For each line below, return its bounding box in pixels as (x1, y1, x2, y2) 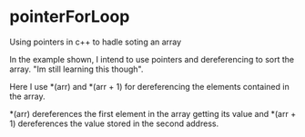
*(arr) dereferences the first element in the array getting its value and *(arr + (9, 108, 297, 119)
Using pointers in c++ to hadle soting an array (9, 36, 182, 47)
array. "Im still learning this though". (9, 64, 144, 74)
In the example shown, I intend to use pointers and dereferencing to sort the (9, 54, 294, 64)
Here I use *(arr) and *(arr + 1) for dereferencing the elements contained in (9, 81, 290, 92)
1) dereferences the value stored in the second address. (9, 118, 219, 129)
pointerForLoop (9, 6, 130, 27)
